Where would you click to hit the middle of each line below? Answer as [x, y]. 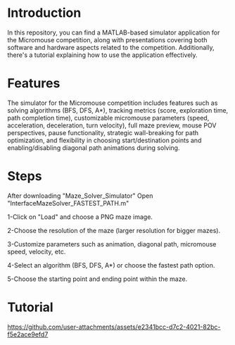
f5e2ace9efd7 [28, 334]
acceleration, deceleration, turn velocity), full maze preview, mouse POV [112, 125]
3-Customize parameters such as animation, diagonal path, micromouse [112, 244]
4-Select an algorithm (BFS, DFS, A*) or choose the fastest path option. [111, 265]
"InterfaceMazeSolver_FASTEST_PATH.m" [68, 203]
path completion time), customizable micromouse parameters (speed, [108, 118]
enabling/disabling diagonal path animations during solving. [94, 148]
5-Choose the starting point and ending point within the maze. [97, 279]
